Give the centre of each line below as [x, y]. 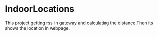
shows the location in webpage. [38, 28]
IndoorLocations [40, 9]
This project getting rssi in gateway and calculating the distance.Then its [79, 23]
